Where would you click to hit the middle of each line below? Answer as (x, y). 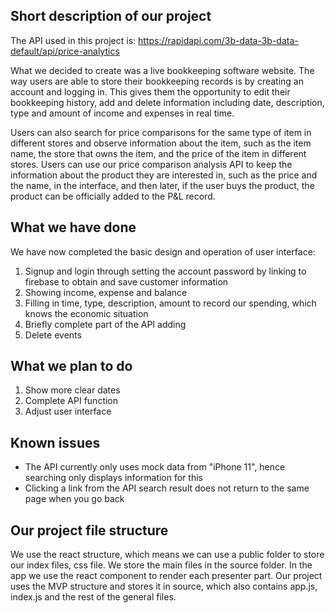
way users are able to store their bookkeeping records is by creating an (157, 81)
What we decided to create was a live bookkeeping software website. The (162, 70)
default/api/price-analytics (65, 51)
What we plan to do (71, 366)
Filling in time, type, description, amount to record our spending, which (170, 303)
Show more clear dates (72, 390)
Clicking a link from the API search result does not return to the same (167, 488)
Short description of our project (111, 16)
